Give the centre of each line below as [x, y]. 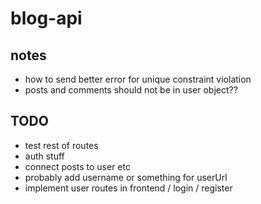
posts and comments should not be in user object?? [131, 90]
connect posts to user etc [77, 166]
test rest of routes [61, 145]
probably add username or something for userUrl [126, 177]
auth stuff [44, 156]
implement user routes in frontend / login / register [128, 188]
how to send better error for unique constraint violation [138, 79]
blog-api [46, 18]
